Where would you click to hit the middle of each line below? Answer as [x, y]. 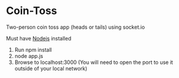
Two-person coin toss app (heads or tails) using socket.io [75, 27]
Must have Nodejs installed [39, 38]
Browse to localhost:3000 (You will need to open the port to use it [94, 62]
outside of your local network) [51, 68]
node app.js [29, 56]
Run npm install [33, 50]
